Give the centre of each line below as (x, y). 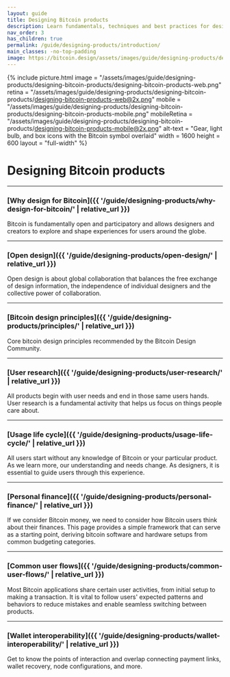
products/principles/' (43, 326)
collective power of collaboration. (54, 293)
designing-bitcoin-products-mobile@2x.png (97, 128)
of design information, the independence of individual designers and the (109, 286)
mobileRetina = (171, 114)
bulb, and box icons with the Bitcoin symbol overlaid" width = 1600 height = (114, 136)
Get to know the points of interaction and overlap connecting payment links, (114, 659)
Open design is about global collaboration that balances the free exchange (112, 279)
